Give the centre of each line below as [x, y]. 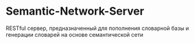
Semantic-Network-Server [75, 11]
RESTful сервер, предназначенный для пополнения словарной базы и [97, 28]
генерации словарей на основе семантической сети [75, 34]
